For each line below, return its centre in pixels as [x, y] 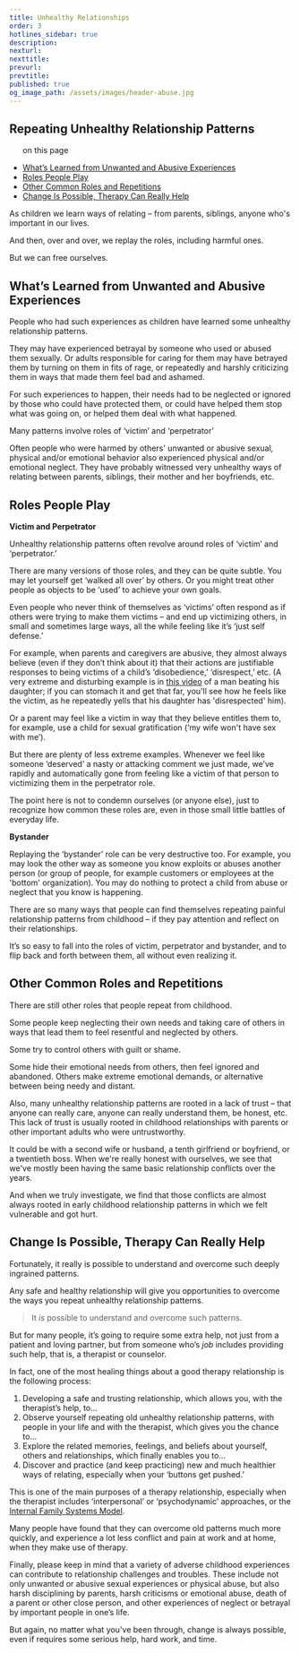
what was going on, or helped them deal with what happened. [123, 414]
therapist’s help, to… [60, 1408]
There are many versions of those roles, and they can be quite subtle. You [146, 571]
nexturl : [26, 51]
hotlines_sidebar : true [54, 34]
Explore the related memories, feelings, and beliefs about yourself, [145, 1446]
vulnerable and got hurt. [54, 1214]
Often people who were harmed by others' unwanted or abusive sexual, [141, 448]
